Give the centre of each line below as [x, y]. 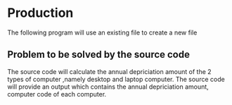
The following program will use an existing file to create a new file [102, 32]
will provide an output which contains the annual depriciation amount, [108, 87]
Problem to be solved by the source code [98, 55]
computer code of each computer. [57, 94]
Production [40, 13]
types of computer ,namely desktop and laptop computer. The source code [116, 79]
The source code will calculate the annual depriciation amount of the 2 [110, 71]
